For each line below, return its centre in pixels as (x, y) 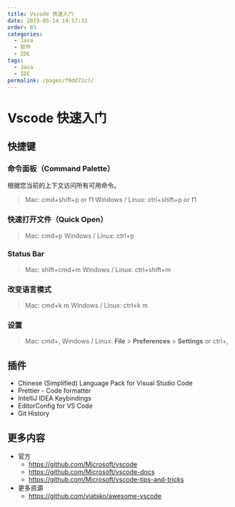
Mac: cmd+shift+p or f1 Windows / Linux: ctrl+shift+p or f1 (111, 200)
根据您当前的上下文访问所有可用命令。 (64, 186)
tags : (15, 61)
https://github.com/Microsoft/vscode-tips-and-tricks (106, 480)
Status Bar (26, 254)
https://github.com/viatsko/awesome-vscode (95, 496)
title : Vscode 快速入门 (40, 14)
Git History (34, 413)
